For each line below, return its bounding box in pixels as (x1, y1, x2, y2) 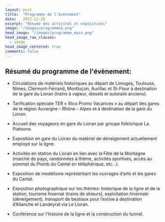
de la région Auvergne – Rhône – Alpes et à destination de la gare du (12, 106, 152, 112)
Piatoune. (12, 126, 32, 132)
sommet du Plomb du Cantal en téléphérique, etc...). (12, 161, 119, 167)
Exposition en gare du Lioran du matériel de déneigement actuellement (12, 136, 158, 142)
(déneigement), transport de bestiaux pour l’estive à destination (12, 196, 142, 202)
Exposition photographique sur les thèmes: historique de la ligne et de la (12, 186, 160, 192)
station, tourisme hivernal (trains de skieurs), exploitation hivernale (12, 191, 149, 197)
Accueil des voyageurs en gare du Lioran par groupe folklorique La (12, 121, 149, 127)
